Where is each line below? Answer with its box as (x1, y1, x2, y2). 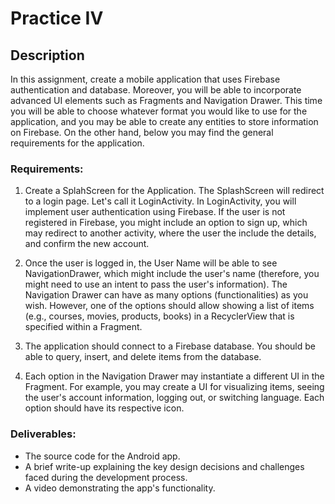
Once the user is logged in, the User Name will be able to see (24, 257, 278, 269)
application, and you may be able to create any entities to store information (10, 116, 319, 127)
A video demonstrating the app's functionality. (24, 482, 216, 494)
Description (10, 47, 85, 64)
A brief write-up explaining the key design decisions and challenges (24, 460, 305, 472)
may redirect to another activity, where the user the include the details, (24, 227, 317, 239)
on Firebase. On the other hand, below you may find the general (10, 127, 274, 138)
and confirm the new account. (24, 238, 150, 250)
